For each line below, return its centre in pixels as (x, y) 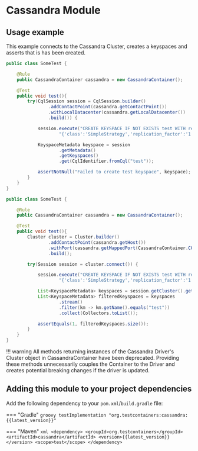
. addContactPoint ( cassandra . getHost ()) (97, 242)
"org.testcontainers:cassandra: (148, 415)
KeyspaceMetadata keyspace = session (84, 145)
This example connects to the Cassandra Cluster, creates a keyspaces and (97, 46)
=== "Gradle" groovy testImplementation (56, 414)
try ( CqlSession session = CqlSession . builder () (87, 101)
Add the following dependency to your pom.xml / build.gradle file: (85, 403)
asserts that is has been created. (46, 53)
